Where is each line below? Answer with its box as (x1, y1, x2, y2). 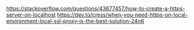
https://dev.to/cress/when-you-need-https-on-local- (57, 11, 188, 18)
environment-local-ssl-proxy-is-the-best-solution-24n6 (6, 18, 145, 24)
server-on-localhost (6, 11, 56, 18)
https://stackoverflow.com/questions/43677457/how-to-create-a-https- (6, 5, 186, 12)
